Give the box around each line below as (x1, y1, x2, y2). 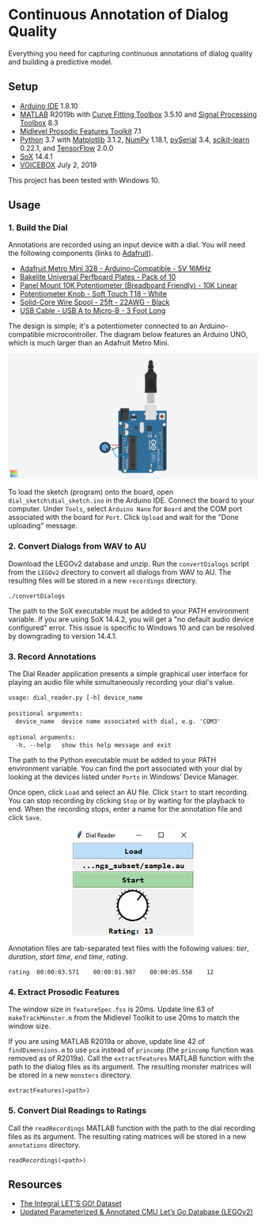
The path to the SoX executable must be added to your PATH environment (8, 606, 249, 615)
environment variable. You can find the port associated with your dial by (8, 763, 243, 774)
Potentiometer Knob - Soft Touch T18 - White (19, 289, 168, 299)
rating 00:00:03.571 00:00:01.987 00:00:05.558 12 (8, 969, 214, 977)
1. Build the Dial (8, 222, 68, 233)
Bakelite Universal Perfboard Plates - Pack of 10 (19, 272, 176, 282)
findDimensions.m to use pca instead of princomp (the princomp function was (8, 1045, 254, 1055)
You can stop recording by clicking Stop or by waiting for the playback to (8, 796, 245, 805)
